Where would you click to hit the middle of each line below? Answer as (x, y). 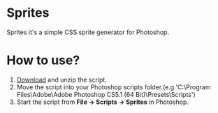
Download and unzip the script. (62, 80)
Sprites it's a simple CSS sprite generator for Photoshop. (88, 32)
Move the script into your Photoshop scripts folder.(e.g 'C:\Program (114, 87)
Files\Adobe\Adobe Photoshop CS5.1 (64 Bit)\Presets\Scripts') (106, 94)
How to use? (43, 60)
